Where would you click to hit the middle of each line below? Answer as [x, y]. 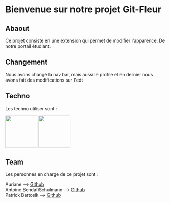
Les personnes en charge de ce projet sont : [52, 174]
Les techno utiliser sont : [31, 108]
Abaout [17, 28]
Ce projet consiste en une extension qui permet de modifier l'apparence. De [85, 40]
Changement [27, 62]
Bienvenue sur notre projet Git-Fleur [83, 9]
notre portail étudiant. [28, 46]
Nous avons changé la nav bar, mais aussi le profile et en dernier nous [79, 74]
